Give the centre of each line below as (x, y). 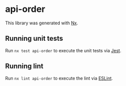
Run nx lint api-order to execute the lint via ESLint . (59, 78)
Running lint (24, 66)
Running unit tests (34, 39)
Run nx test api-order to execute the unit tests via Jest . (63, 50)
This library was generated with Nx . (42, 23)
